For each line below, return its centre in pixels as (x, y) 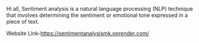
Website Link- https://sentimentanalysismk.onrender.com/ (78, 33)
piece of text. (23, 21)
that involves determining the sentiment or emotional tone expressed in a (97, 15)
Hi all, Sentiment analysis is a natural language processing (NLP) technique (100, 9)
